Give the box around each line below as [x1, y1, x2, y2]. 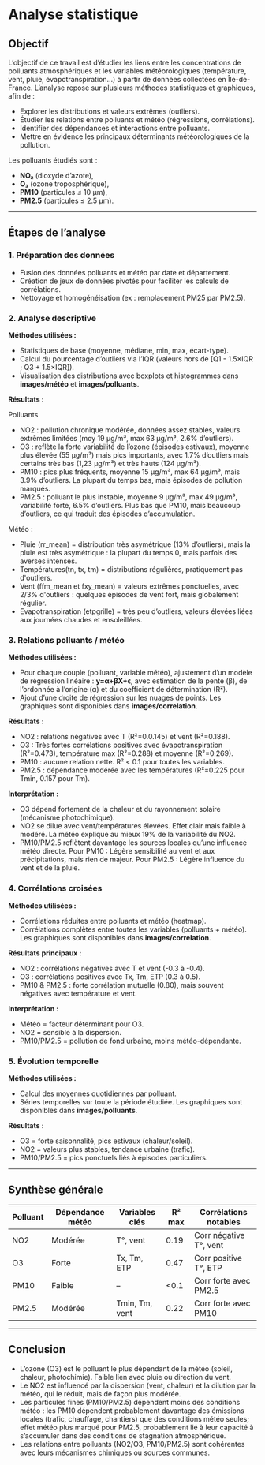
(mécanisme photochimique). [19, 813, 116, 822]
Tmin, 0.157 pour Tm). [19, 774, 91, 783]
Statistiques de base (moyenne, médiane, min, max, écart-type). [19, 346, 229, 355]
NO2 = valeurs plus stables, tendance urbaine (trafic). [19, 1144, 195, 1153]
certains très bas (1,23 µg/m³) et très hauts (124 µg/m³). [19, 458, 201, 468]
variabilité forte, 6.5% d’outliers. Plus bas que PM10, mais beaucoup [19, 500, 241, 510]
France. [8, 83, 33, 92]
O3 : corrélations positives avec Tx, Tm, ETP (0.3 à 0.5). [19, 972, 201, 981]
